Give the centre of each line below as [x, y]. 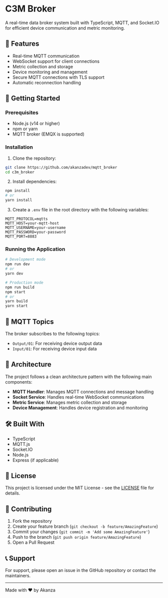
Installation [19, 147]
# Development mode [25, 260]
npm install [17, 191]
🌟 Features [22, 44]
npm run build [20, 287]
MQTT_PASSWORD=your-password [35, 232]
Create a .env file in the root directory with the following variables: [80, 210]
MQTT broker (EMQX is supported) [48, 134]
